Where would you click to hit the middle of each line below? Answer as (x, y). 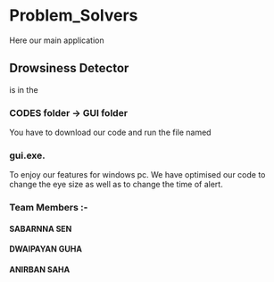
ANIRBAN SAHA (40, 270)
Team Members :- (49, 208)
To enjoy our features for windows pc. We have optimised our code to (137, 175)
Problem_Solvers (74, 16)
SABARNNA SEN (41, 228)
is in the (24, 89)
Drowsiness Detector (69, 68)
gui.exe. (28, 155)
